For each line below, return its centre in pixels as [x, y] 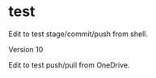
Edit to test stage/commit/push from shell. [78, 34]
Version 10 [26, 49]
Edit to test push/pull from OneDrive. [69, 65]
